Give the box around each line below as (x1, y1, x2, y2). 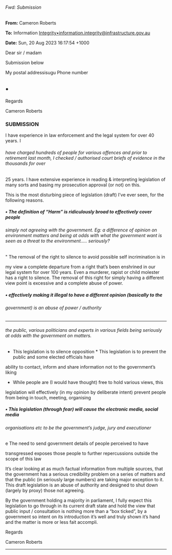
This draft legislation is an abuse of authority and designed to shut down (5, 482, 158, 488)
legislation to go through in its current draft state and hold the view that (5, 503, 155, 509)
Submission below (5, 59, 44, 66)
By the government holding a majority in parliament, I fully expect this (5, 497, 152, 504)
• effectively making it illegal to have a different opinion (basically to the (5, 292, 163, 298)
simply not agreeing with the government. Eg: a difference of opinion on (5, 227, 157, 233)
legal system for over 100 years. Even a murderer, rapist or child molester (5, 269, 160, 275)
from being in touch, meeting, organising (5, 394, 91, 400)
